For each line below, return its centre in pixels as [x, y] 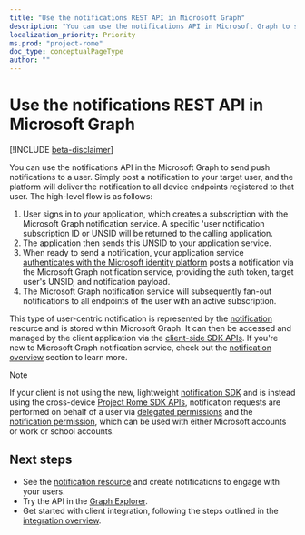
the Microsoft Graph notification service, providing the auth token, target [158, 272]
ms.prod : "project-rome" [56, 43]
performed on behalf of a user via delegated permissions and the [131, 411]
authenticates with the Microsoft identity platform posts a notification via [158, 262]
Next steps [41, 460]
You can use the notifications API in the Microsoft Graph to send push [140, 167]
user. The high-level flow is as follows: [81, 196]
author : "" [30, 60]
